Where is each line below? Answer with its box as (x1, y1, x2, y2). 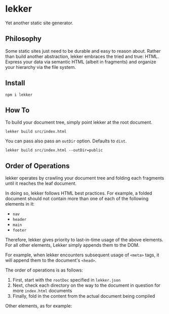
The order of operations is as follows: (5, 267, 83, 273)
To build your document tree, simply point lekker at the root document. (5, 120, 153, 126)
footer (12, 228, 27, 233)
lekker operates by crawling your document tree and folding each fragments (5, 175, 164, 181)
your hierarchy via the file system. (5, 64, 76, 70)
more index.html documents (12, 288, 72, 294)
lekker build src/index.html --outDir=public (5, 148, 103, 153)
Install (5, 79, 25, 88)
